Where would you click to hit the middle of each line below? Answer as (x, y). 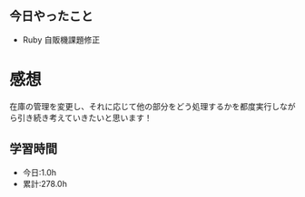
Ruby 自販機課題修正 (61, 40)
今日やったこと (51, 16)
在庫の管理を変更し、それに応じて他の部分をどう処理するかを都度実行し (144, 106)
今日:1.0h (39, 172)
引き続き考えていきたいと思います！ (84, 117)
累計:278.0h (45, 183)
